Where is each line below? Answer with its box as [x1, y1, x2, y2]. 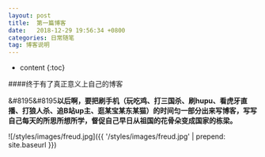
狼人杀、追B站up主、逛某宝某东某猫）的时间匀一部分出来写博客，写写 [28, 106, 257, 116]
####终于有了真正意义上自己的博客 [8, 79, 123, 89]
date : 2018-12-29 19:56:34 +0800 [8, 26, 126, 34]
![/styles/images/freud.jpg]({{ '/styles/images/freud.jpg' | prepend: [8, 132, 225, 141]
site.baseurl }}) [8, 140, 57, 150]
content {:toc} [19, 63, 66, 72]
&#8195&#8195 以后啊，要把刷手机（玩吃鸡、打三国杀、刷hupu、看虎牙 [8, 96, 241, 105]
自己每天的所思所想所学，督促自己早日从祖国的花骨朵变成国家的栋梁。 [8, 116, 237, 125]
